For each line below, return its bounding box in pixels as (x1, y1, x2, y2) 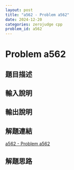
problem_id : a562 (5, 27, 42, 32)
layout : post (5, 7, 33, 13)
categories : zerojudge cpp (5, 21, 63, 27)
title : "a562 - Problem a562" (5, 12, 70, 17)
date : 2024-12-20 (5, 17, 42, 22)
